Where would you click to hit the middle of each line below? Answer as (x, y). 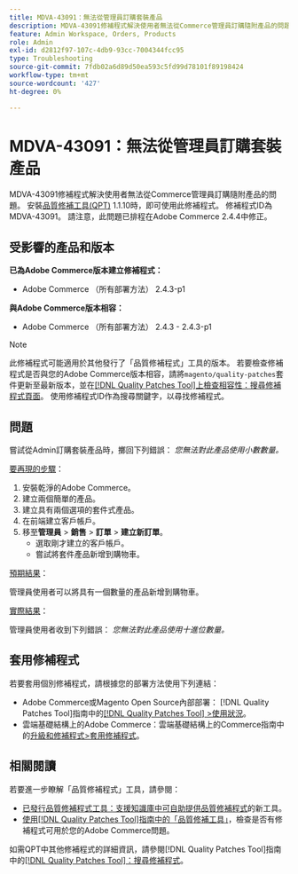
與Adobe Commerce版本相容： (67, 308)
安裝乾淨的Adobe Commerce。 (78, 488)
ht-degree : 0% (35, 91)
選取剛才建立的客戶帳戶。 (82, 543)
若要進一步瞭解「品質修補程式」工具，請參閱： (94, 789)
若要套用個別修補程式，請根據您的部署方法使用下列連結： (114, 683)
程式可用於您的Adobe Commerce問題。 (102, 830)
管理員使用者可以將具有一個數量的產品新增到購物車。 (106, 592)
